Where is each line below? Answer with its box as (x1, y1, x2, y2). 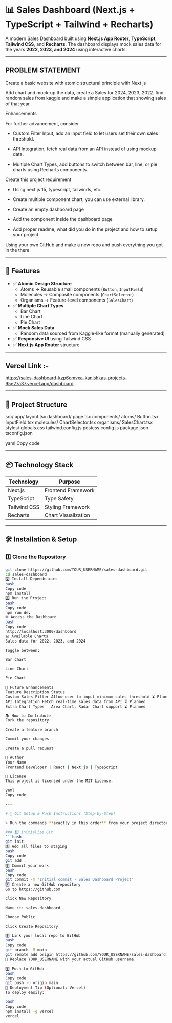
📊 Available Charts (5, 634, 49, 639)
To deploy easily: (5, 990, 45, 995)
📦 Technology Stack (5, 460, 74, 469)
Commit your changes (5, 736, 50, 741)
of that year (5, 101, 30, 107)
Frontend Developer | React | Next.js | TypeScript (5, 765, 118, 770)
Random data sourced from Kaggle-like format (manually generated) (20, 330, 165, 336)
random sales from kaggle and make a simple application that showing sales (5, 95, 166, 101)
